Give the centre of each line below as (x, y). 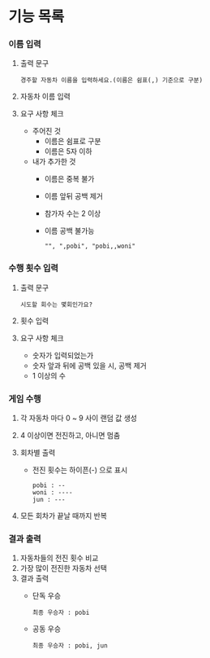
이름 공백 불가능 (69, 231)
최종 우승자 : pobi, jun (70, 646)
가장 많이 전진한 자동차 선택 (64, 568)
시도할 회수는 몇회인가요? (56, 305)
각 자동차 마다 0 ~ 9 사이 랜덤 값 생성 (79, 418)
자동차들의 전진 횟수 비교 (59, 558)
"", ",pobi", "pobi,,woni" (90, 246)
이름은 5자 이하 (68, 151)
